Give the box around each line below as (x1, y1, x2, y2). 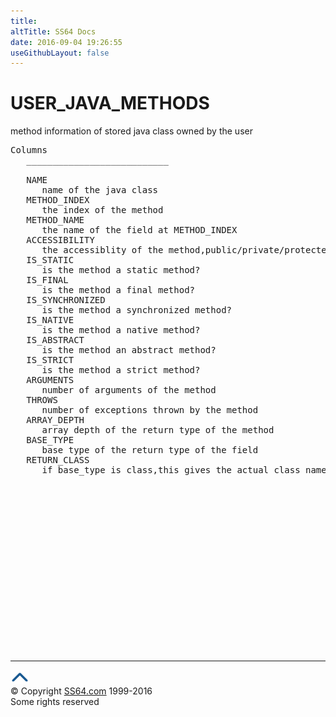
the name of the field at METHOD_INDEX (41, 225, 238, 236)
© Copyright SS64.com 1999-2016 (10, 685, 153, 697)
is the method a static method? (41, 265, 201, 276)
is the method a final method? (41, 285, 196, 296)
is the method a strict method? (41, 365, 201, 376)
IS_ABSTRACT (26, 335, 85, 346)
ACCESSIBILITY (26, 235, 95, 246)
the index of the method (41, 205, 164, 216)
